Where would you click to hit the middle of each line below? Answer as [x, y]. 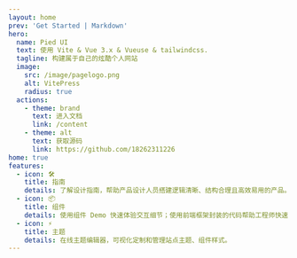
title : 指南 [45, 183]
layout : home [32, 17]
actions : [32, 100]
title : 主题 [45, 231]
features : [27, 166]
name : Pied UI [42, 42]
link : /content [60, 125]
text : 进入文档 [57, 116]
